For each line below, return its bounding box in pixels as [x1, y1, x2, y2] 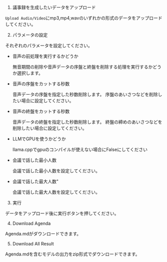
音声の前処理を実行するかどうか [12, 53, 78, 59]
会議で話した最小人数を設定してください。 [12, 168, 100, 174]
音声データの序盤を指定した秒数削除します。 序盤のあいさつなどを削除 [12, 92, 158, 97]
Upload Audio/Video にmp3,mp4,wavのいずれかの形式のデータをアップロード [5, 15, 162, 21]
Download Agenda [12, 220, 51, 226]
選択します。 [16, 70, 43, 76]
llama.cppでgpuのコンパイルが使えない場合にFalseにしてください [12, 147, 148, 152]
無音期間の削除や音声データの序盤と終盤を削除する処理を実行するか [12, 64, 153, 70]
